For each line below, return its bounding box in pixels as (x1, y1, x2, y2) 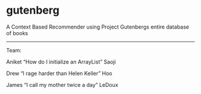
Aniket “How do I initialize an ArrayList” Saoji (6, 58, 116, 65)
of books (6, 29, 28, 36)
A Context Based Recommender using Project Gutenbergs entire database (6, 23, 190, 30)
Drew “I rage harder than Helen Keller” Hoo (6, 70, 112, 77)
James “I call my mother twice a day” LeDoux (6, 81, 118, 88)
